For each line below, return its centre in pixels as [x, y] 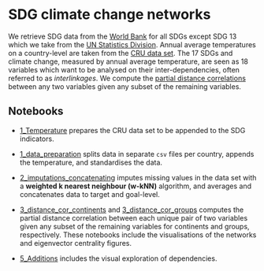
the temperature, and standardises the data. [91, 162]
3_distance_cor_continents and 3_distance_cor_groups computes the [132, 210]
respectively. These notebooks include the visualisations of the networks [138, 235]
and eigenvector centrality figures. [76, 243]
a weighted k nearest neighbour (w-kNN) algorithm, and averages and [136, 186]
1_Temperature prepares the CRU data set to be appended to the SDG [132, 130]
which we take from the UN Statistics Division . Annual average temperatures [132, 44]
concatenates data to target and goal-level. [89, 194]
